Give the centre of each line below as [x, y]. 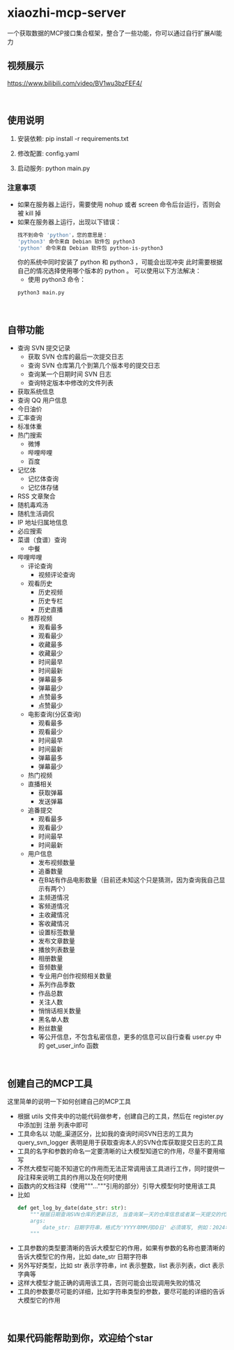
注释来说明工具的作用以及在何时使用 [75, 1177]
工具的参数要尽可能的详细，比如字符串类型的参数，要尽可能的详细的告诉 [121, 1291]
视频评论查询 [56, 575]
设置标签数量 [56, 932]
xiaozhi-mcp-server [67, 13]
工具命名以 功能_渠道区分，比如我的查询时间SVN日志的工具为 [105, 1133]
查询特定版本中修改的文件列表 [70, 383]
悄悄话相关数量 [60, 1011]
